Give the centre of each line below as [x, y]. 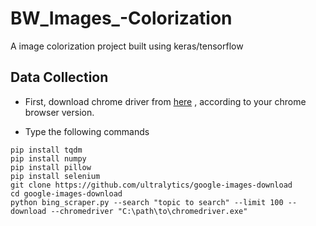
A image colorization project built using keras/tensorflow [127, 46]
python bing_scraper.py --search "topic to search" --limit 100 [147, 202]
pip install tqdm [46, 150]
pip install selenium [55, 176]
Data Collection [59, 77]
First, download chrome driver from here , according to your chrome [165, 101]
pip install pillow [51, 167]
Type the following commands [87, 131]
